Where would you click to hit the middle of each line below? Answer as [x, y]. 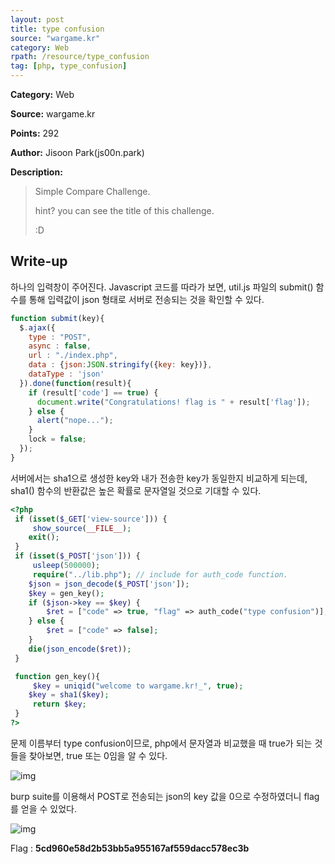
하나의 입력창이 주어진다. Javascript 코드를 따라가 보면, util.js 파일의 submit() [162, 287]
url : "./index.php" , [73, 356]
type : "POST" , [60, 337]
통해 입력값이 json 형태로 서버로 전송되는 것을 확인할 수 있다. [146, 299]
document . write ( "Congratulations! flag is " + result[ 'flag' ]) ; [173, 402]
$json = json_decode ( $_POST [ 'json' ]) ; [109, 584]
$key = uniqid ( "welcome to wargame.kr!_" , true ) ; [138, 686]
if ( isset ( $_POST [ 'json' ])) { [77, 556]
